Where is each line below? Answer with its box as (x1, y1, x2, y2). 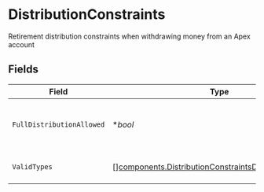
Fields (8, 63, 39, 76)
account (8, 39, 35, 49)
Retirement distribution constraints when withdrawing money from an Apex (8, 31, 251, 41)
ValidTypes (12, 162, 53, 171)
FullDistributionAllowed (12, 120, 105, 129)
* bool (112, 119, 134, 130)
